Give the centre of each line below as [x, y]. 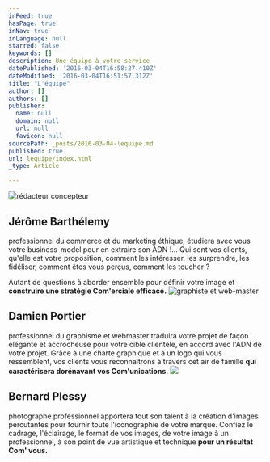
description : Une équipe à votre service [79, 61]
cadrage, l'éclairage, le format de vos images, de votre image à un [118, 433]
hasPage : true [32, 23]
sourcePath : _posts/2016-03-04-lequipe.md [81, 143]
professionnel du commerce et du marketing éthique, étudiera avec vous [129, 241]
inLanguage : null [38, 38]
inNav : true [28, 31]
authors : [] [28, 99]
